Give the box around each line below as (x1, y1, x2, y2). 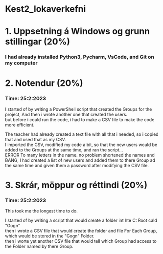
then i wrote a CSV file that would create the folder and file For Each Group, (5, 228, 158, 234)
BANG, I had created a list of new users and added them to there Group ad (5, 157, 156, 163)
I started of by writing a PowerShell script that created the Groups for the (5, 106, 152, 112)
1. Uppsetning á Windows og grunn (5, 26, 150, 37)
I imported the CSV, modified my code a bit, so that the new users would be (5, 142, 158, 148)
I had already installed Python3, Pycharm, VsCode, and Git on (5, 54, 154, 61)
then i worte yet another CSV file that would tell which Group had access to (5, 238, 157, 244)
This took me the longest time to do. (5, 208, 78, 214)
